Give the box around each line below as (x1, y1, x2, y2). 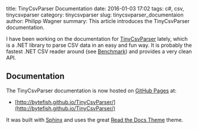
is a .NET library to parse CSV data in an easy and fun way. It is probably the (6, 41, 192, 49)
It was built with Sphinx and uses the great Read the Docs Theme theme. (6, 116, 183, 123)
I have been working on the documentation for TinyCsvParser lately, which (6, 36, 188, 42)
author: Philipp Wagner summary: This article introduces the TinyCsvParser (6, 18, 190, 24)
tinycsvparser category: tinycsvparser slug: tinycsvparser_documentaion (6, 11, 184, 18)
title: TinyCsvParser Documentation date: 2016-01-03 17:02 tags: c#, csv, (6, 5, 184, 12)
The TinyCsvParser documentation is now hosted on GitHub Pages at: (6, 87, 177, 94)
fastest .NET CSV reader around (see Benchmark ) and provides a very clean (6, 48, 192, 55)
